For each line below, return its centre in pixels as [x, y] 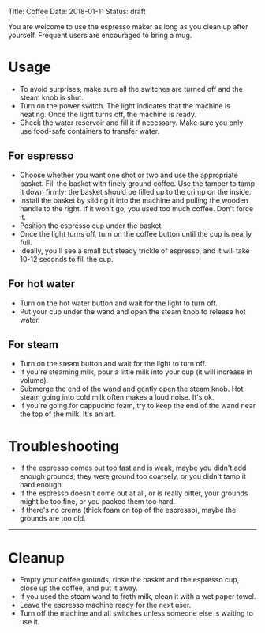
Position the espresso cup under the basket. [91, 226]
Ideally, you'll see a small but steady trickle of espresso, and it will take [134, 250]
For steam [34, 345]
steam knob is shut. [52, 97]
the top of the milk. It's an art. [67, 414]
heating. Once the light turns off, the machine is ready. [108, 114]
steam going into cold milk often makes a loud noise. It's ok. [117, 397]
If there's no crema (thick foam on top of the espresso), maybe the [128, 510]
